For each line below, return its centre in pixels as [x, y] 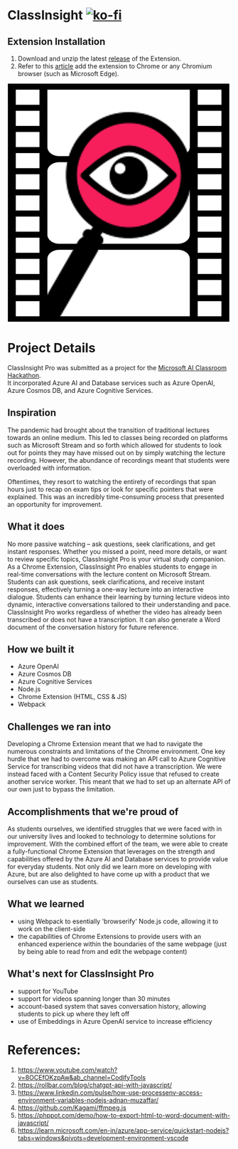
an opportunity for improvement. [55, 504]
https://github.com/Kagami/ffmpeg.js [72, 1108]
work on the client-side [52, 928]
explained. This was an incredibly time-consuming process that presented [116, 497]
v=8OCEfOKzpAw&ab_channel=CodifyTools [82, 1077]
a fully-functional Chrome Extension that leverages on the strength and [111, 851]
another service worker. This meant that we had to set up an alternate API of [119, 782]
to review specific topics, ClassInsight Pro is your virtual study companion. [117, 559]
